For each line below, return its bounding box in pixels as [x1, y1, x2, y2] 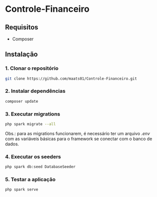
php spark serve [5, 187, 38, 192]
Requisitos [5, 23, 38, 31]
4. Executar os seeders [5, 153, 61, 160]
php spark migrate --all [5, 122, 56, 127]
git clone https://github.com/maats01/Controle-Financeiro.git [5, 76, 137, 81]
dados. [5, 141, 19, 147]
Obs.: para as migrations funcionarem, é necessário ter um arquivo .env [5, 130, 150, 136]
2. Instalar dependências [5, 87, 66, 94]
